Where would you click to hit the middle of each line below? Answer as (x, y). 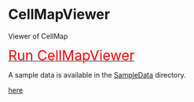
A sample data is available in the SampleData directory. (97, 75)
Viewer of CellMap (38, 36)
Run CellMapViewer (71, 55)
